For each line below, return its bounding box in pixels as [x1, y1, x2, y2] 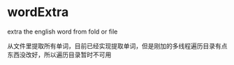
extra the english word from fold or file [7, 27, 118, 36]
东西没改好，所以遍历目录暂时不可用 [7, 50, 112, 59]
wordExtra [7, 4, 69, 20]
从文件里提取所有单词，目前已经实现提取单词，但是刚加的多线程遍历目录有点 [7, 41, 228, 50]
